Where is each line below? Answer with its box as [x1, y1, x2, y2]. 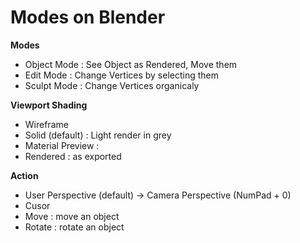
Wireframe [24, 118, 69, 130]
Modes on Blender [10, 6, 166, 29]
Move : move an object [24, 210, 120, 222]
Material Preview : [24, 139, 100, 151]
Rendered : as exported [24, 150, 122, 162]
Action [10, 169, 39, 181]
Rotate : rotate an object [24, 221, 125, 233]
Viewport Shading [10, 99, 88, 111]
